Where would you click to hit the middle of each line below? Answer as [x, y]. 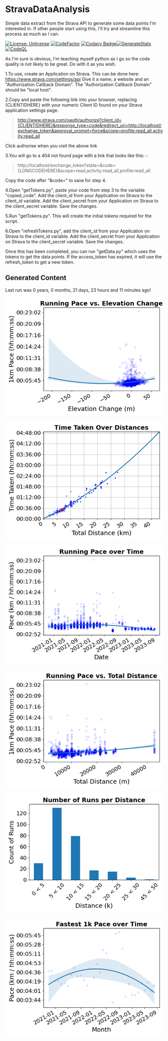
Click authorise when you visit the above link [51, 146]
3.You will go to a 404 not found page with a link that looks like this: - [76, 155]
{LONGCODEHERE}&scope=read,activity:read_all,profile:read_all [84, 170]
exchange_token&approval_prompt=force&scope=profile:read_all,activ [90, 131]
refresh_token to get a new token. [40, 262]
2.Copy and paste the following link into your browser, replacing [71, 100]
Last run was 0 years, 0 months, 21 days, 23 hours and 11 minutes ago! [78, 290]
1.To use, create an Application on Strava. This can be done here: [72, 73]
